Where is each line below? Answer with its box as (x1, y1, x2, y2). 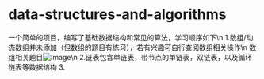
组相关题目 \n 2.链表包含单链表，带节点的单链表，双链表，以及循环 (8, 52, 253, 62)
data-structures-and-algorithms (8, 6, 228, 24)
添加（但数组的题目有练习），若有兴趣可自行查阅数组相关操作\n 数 (42, 42, 257, 52)
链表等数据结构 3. (8, 62, 66, 72)
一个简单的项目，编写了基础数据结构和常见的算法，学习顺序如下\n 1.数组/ (8, 32, 247, 42)
